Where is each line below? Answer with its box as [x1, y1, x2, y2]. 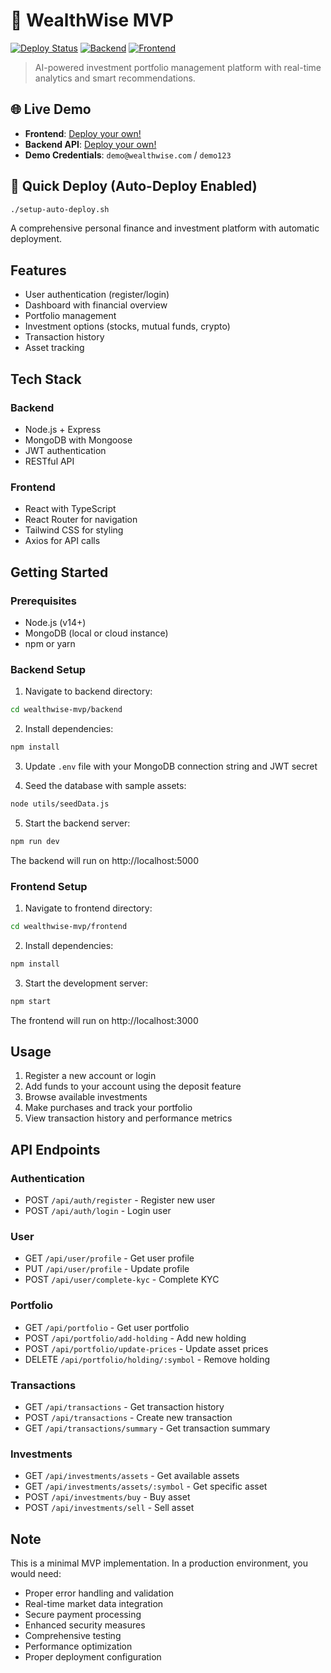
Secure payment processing [24, 1609, 142, 1621]
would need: [10, 1568, 62, 1580]
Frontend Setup [10, 879, 88, 893]
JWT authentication [24, 444, 107, 456]
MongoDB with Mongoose [24, 434, 133, 446]
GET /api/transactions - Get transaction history [24, 1401, 225, 1413]
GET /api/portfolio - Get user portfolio [24, 1321, 190, 1333]
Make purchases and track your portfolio [24, 1102, 193, 1114]
